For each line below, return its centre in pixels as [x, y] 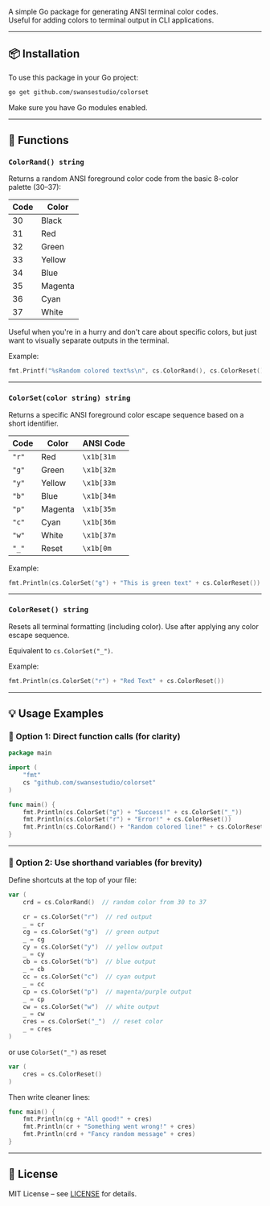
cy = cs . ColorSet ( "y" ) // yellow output [93, 947]
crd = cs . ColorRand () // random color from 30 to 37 [115, 903]
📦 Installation [44, 54]
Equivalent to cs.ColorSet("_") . [61, 650]
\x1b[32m [99, 469]
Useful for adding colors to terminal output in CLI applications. [111, 20]
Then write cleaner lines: [49, 1097]
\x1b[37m [99, 535]
